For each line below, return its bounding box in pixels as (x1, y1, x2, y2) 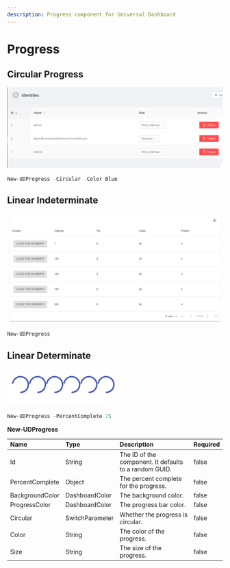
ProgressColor (10, 501, 51, 509)
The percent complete (119, 474, 183, 482)
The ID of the (119, 450, 157, 458)
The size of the (119, 544, 162, 552)
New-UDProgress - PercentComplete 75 (7, 412, 112, 419)
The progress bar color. (119, 501, 186, 509)
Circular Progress (7, 69, 84, 80)
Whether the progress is (119, 510, 188, 519)
